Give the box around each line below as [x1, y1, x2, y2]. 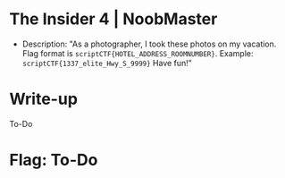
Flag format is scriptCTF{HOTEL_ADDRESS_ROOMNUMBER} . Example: [21, 47, 254, 58]
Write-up [9, 89, 79, 109]
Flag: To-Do [9, 150, 98, 170]
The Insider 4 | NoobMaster [9, 9, 218, 30]
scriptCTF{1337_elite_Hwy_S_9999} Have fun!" [21, 57, 192, 68]
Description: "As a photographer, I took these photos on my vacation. [21, 38, 277, 49]
